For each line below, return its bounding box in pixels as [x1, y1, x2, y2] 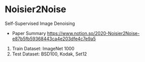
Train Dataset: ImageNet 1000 [12, 45, 75, 51]
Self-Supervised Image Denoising [5, 20, 76, 26]
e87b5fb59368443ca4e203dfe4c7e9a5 [12, 36, 96, 42]
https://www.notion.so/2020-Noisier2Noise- [47, 30, 140, 36]
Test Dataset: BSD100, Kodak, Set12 [12, 51, 87, 57]
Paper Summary [12, 30, 46, 36]
